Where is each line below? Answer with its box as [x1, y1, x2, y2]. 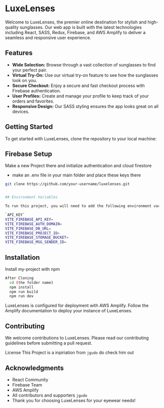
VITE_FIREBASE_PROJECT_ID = [5, 231, 60, 236]
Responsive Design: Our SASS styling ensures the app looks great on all [12, 103, 159, 109]
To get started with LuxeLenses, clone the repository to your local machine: [5, 135, 157, 142]
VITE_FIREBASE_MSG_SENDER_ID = [5, 240, 67, 245]
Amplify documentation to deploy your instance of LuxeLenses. [5, 308, 133, 314]
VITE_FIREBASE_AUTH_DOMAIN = [5, 221, 62, 226]
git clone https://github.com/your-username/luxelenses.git [5, 182, 130, 187]
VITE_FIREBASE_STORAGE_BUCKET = [5, 235, 69, 240]
